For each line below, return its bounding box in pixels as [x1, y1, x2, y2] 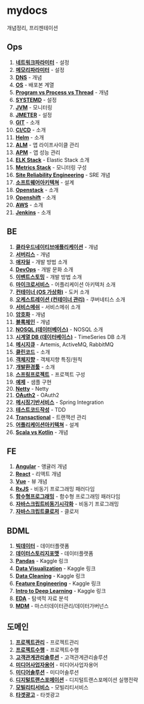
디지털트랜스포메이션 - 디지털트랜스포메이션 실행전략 [15, 676, 139, 683]
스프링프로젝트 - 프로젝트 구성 [15, 370, 85, 378]
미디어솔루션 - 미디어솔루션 [15, 669, 79, 676]
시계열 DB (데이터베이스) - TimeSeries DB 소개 [15, 333, 126, 340]
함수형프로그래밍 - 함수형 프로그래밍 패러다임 [15, 493, 121, 500]
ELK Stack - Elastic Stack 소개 [15, 156, 90, 163]
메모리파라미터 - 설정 [15, 66, 65, 73]
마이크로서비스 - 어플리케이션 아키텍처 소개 [15, 280, 116, 288]
